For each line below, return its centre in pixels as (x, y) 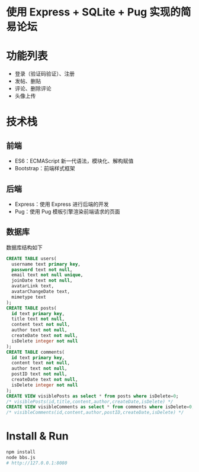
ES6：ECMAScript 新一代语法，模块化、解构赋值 (74, 161)
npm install (21, 452)
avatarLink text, (33, 286)
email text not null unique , (47, 275)
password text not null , (42, 270)
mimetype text (29, 297)
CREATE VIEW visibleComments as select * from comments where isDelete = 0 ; (100, 407)
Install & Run (38, 436)
